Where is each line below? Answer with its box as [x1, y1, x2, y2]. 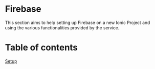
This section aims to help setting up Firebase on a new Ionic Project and [5, 20, 150, 25]
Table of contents [5, 42, 78, 53]
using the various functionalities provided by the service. [5, 24, 120, 30]
